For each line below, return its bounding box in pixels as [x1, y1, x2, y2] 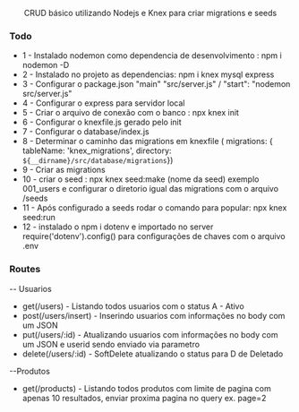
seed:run [21, 212, 56, 223]
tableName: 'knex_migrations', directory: [21, 145, 172, 156]
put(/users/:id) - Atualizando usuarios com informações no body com [21, 329, 278, 339]
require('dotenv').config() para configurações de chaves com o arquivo [21, 231, 286, 242]
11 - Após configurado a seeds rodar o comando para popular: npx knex [21, 202, 287, 213]
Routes [9, 263, 41, 276]
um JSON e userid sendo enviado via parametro [21, 339, 200, 349]
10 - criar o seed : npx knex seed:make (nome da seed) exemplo [21, 174, 260, 185]
